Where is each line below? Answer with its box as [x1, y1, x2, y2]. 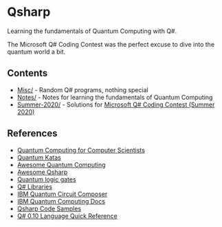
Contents [7, 67, 48, 79]
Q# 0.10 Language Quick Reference [16, 211, 118, 220]
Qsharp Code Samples [16, 204, 81, 213]
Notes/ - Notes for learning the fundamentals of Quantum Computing [16, 93, 213, 101]
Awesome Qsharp [16, 168, 68, 176]
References [7, 128, 58, 140]
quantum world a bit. [7, 47, 66, 56]
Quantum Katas [16, 153, 62, 162]
